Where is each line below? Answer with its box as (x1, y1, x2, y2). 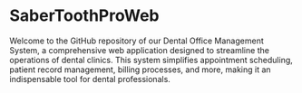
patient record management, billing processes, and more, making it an (9, 64, 271, 75)
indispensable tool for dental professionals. (9, 73, 170, 84)
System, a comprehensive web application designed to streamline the (9, 44, 270, 55)
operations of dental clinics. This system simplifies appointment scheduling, (9, 54, 293, 65)
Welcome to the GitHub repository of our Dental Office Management (9, 35, 265, 46)
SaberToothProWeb (9, 5, 160, 26)
